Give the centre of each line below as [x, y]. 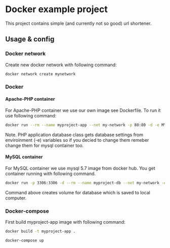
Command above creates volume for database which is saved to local [78, 192]
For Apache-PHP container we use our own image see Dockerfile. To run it [83, 110]
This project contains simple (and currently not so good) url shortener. [78, 23]
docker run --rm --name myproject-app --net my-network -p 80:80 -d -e [82, 125]
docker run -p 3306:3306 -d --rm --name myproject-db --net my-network [82, 183]
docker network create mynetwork [40, 74]
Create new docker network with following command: [61, 65]
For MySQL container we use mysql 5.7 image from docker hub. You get [80, 168]
